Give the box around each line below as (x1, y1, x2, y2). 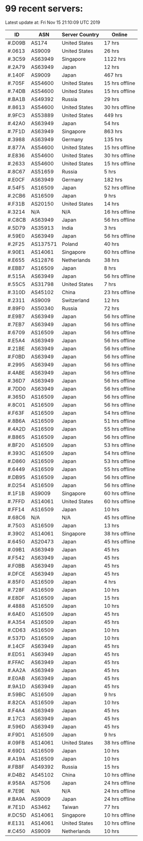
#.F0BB (7, 562, 25, 569)
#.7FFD (7, 498, 25, 505)
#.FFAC (7, 659, 25, 666)
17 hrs (103, 39, 120, 46)
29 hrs (103, 96, 120, 102)
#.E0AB (7, 675, 25, 682)
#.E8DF (7, 594, 25, 601)
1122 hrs (103, 55, 126, 62)
